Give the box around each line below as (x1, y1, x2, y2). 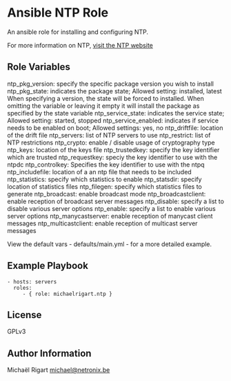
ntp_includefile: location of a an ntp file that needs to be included (7, 167, 192, 176)
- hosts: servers (7, 278, 57, 285)
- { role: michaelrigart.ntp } (22, 290, 112, 297)
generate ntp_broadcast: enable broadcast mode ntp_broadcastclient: (7, 189, 206, 198)
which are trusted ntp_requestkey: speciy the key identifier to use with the (7, 153, 218, 161)
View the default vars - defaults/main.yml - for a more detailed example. (7, 240, 212, 248)
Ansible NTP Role (7, 5, 109, 21)
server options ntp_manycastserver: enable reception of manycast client (7, 212, 213, 220)
